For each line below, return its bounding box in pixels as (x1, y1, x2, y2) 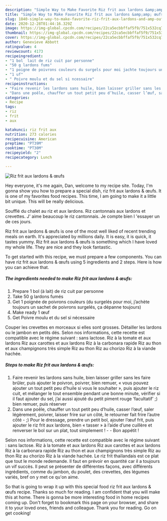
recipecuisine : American (5, 136, 57, 142)
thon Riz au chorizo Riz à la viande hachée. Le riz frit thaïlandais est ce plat (5, 453, 159, 459)
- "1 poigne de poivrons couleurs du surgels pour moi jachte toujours (5, 68, 157, 73)
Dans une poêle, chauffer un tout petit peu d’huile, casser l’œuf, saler (12, 406, 154, 412)
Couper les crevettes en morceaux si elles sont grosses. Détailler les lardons (5, 324, 162, 330)
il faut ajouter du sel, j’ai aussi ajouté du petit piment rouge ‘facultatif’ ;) (12, 396, 158, 402)
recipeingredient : (5, 53, 43, 59)
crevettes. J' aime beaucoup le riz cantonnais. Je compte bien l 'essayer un (5, 213, 160, 219)
